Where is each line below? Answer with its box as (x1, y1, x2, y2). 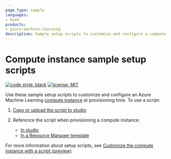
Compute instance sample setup (5, 54, 147, 65)
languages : (5, 12, 29, 17)
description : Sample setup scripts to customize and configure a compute (5, 31, 166, 37)
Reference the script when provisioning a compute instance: (12, 117, 140, 123)
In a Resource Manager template (20, 132, 90, 138)
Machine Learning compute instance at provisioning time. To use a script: (5, 97, 160, 103)
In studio (20, 127, 39, 133)
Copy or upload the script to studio (12, 107, 87, 113)
